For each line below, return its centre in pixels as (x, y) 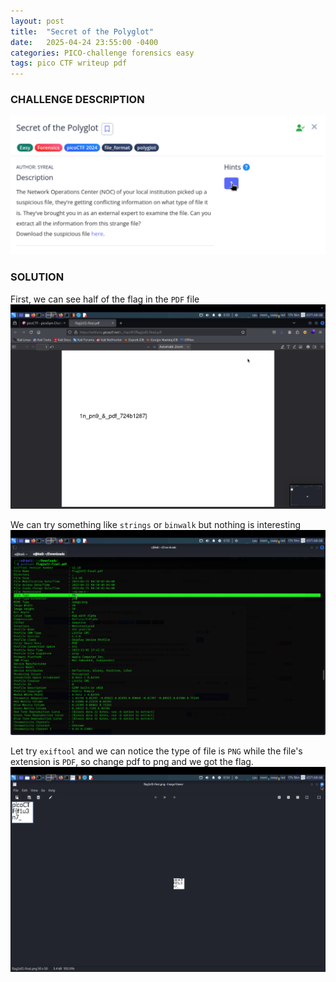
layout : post (37, 21)
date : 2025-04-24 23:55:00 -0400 (84, 42)
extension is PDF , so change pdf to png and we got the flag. (132, 761)
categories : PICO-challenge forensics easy (102, 53)
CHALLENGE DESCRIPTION (77, 100)
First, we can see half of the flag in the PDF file (105, 299)
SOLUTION (37, 277)
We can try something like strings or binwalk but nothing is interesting (155, 525)
